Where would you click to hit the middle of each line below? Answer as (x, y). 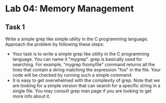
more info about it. (31, 96)
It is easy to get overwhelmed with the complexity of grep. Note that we (86, 80)
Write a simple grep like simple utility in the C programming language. (77, 39)
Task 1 (15, 27)
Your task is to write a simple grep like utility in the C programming (81, 54)
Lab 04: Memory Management (69, 9)
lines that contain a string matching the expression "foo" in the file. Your (86, 70)
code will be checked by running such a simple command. (72, 75)
